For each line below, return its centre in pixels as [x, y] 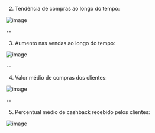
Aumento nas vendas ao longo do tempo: [65, 43]
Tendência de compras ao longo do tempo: [67, 9]
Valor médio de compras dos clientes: [61, 77]
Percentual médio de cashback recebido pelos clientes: [82, 112]
